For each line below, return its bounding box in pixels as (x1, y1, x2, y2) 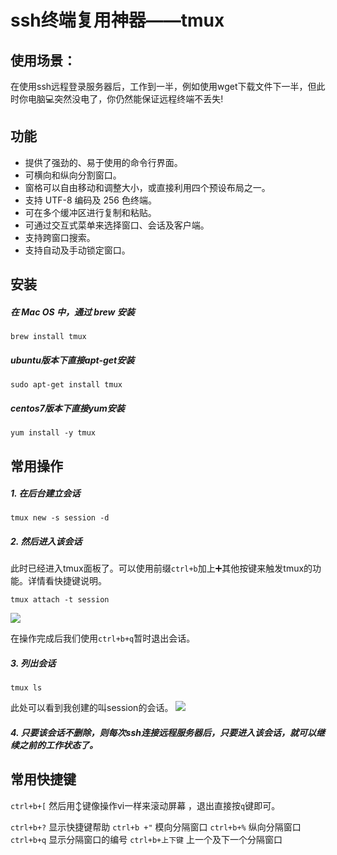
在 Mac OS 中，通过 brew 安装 (10, 306, 135, 318)
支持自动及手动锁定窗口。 (24, 244, 131, 256)
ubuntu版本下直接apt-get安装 (10, 354, 135, 366)
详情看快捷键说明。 (27, 575, 107, 587)
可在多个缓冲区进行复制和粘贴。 (24, 206, 157, 218)
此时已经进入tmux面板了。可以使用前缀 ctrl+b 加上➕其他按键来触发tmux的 (10, 562, 313, 575)
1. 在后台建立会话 (10, 487, 81, 500)
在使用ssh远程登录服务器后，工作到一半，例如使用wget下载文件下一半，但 (10, 81, 317, 92)
